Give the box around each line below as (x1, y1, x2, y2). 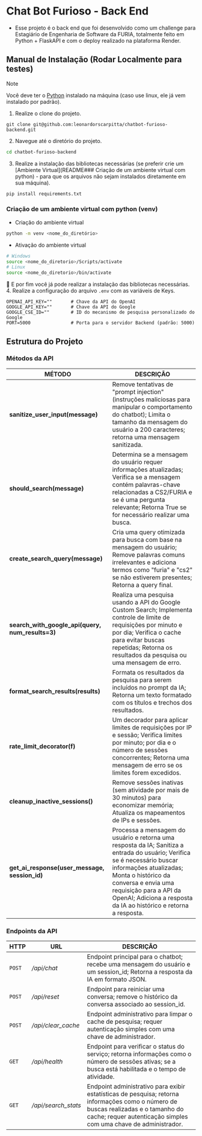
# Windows (6, 253, 31, 259)
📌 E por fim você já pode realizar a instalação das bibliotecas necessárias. (6, 281, 190, 288)
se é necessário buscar (112, 855, 179, 864)
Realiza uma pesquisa (112, 590, 174, 598)
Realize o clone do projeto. (14, 110, 81, 117)
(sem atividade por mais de (112, 785, 189, 794)
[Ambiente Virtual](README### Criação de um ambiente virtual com (14, 166, 186, 173)
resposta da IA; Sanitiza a (112, 840, 184, 849)
